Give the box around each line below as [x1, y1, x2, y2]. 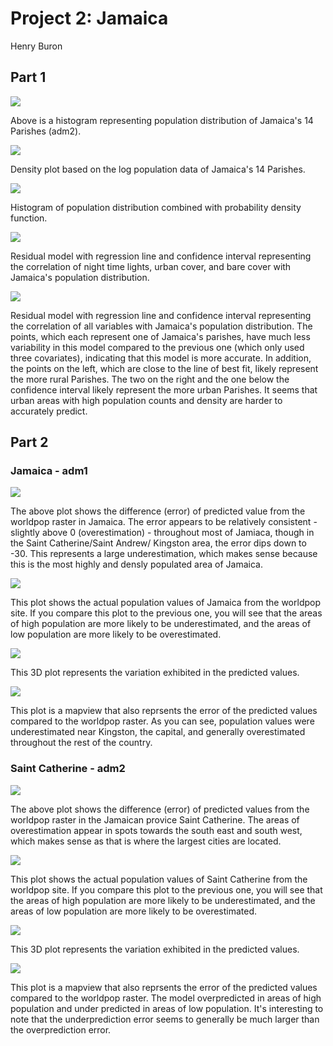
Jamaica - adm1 [10, 464, 88, 478]
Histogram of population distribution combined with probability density [10, 201, 302, 213]
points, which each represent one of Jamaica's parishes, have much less [10, 330, 311, 342]
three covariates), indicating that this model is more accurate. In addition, [10, 352, 312, 364]
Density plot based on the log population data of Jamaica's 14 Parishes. [10, 163, 306, 175]
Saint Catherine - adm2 [10, 762, 126, 776]
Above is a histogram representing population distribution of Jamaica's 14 [10, 114, 314, 126]
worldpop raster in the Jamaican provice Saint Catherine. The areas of [10, 813, 300, 826]
